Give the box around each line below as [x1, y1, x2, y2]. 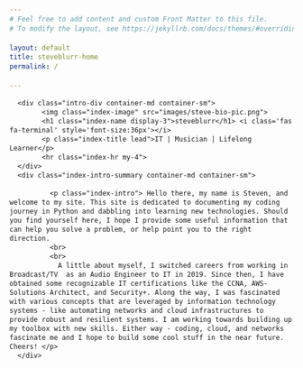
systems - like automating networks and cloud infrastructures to [9, 306, 264, 315]
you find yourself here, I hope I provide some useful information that [9, 216, 289, 225]
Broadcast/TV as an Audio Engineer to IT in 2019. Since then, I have [9, 270, 284, 279]
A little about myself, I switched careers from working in [57, 261, 289, 270]
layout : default [9, 43, 70, 52]
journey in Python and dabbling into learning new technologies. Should [9, 207, 289, 216]
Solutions [9, 288, 47, 297]
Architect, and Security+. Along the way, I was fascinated [49, 288, 280, 297]
